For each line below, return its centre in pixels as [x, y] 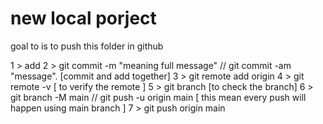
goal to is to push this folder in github [87, 46]
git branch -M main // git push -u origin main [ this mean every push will [158, 97]
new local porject [83, 18]
